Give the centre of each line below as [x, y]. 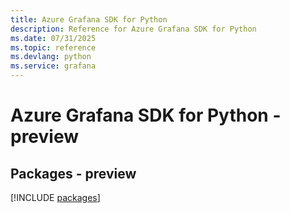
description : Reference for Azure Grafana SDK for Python [133, 29]
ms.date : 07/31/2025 [53, 38]
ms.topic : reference [53, 47]
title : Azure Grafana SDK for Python [89, 19]
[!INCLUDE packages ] [55, 197]
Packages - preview [73, 173]
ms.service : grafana [53, 66]
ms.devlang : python [51, 57]
